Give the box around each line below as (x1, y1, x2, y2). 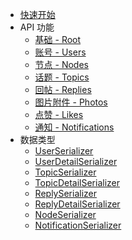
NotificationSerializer (34, 219, 122, 231)
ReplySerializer (34, 188, 98, 199)
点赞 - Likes (34, 109, 84, 120)
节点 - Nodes (34, 59, 89, 70)
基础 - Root (34, 34, 82, 45)
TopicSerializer (34, 166, 97, 178)
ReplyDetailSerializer (34, 198, 121, 210)
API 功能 (19, 21, 55, 33)
